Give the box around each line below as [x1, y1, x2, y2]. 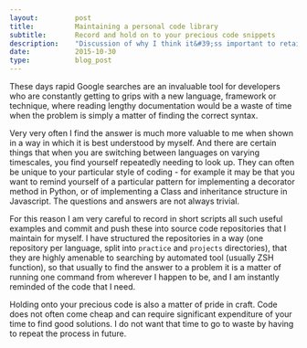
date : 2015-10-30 [9, 47, 117, 57]
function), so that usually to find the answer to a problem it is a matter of [9, 262, 281, 272]
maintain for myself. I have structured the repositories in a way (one [9, 233, 264, 243]
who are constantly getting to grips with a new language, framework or [9, 90, 277, 101]
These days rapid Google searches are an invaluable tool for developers [9, 81, 281, 91]
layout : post [9, 13, 92, 23]
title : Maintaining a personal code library [9, 22, 219, 31]
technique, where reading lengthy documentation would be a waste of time [9, 100, 292, 111]
